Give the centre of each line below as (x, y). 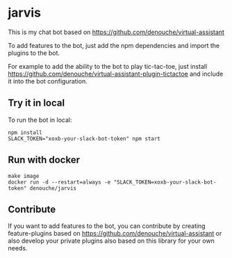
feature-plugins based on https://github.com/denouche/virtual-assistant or (115, 234)
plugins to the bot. (34, 53)
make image (24, 176)
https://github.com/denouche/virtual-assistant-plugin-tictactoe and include (116, 74)
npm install (25, 132)
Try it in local (36, 103)
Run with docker (44, 160)
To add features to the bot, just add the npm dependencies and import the (114, 45)
